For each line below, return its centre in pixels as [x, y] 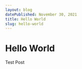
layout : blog [19, 10]
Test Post [15, 62]
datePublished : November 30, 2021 [41, 14]
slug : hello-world [24, 24]
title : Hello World [25, 19]
